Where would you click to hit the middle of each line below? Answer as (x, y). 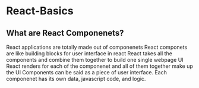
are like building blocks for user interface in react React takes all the (89, 54)
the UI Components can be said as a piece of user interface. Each (87, 72)
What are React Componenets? (65, 33)
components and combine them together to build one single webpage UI (95, 60)
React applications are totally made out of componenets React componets (97, 47)
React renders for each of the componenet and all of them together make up (99, 66)
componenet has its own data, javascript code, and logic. (76, 79)
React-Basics (40, 11)
